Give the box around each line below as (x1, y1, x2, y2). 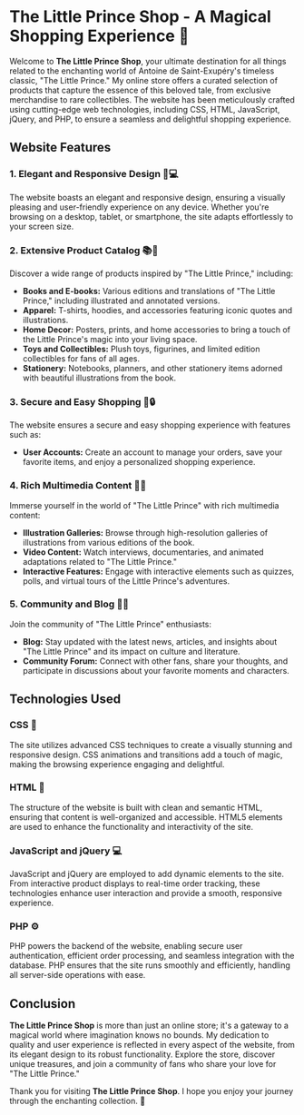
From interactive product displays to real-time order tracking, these (9, 878, 260, 889)
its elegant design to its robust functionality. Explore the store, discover (9, 1049, 276, 1060)
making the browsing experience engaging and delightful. (9, 758, 225, 769)
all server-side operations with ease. (9, 970, 146, 981)
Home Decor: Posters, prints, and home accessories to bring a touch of (22, 324, 291, 335)
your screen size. (9, 221, 74, 232)
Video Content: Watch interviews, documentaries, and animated (22, 547, 265, 557)
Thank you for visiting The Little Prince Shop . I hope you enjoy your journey (9, 1086, 294, 1097)
